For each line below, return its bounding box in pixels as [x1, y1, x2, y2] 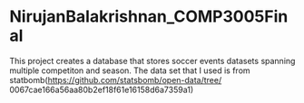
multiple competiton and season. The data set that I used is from [9, 65, 251, 76]
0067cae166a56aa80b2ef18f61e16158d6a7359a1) [9, 84, 194, 95]
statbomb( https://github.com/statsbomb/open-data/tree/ [9, 74, 222, 85]
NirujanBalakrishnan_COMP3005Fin [9, 6, 289, 27]
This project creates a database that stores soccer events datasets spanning [9, 55, 296, 66]
